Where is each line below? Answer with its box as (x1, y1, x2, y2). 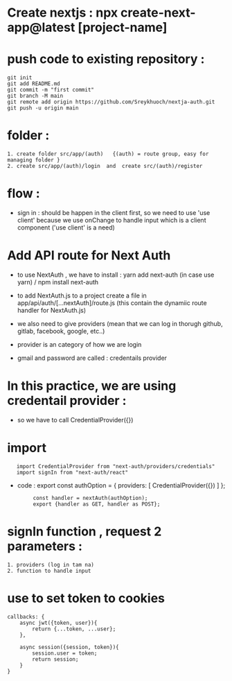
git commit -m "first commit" (7, 87, 95, 94)
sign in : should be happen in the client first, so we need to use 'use (17, 209, 211, 216)
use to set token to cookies (7, 590, 165, 606)
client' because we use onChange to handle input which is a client (17, 216, 206, 224)
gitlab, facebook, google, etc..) (17, 327, 105, 335)
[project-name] (78, 19, 168, 35)
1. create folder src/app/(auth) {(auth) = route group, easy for (7, 150, 209, 157)
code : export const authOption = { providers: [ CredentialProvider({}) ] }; (17, 481, 226, 490)
